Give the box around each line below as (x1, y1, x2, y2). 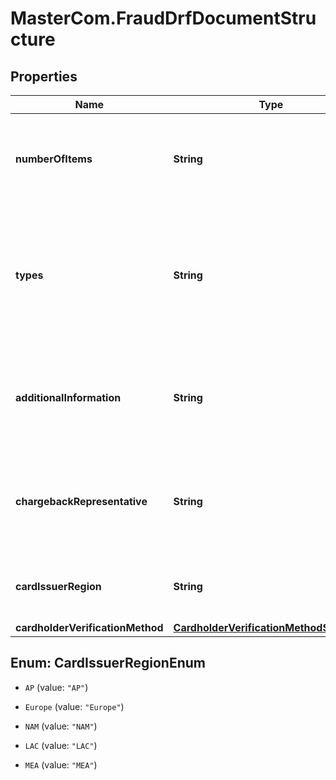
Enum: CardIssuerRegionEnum (10, 655, 206, 672)
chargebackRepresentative (15, 495, 148, 508)
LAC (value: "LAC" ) (24, 739, 98, 751)
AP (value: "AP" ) (24, 681, 89, 693)
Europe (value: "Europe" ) (24, 700, 125, 712)
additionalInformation (15, 391, 122, 404)
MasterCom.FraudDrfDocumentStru (10, 7, 317, 30)
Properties (10, 68, 78, 85)
